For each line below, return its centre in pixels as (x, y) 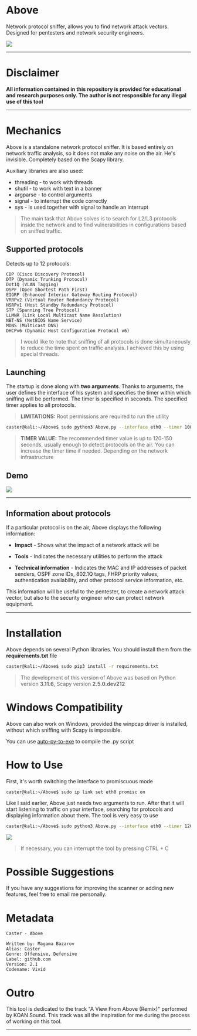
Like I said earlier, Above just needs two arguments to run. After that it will (95, 803)
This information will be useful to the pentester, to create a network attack (95, 591)
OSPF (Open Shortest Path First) (47, 290)
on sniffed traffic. (41, 231)
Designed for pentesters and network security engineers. (75, 32)
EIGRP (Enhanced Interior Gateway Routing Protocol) (72, 295)
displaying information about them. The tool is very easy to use (82, 815)
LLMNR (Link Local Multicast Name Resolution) (64, 315)
